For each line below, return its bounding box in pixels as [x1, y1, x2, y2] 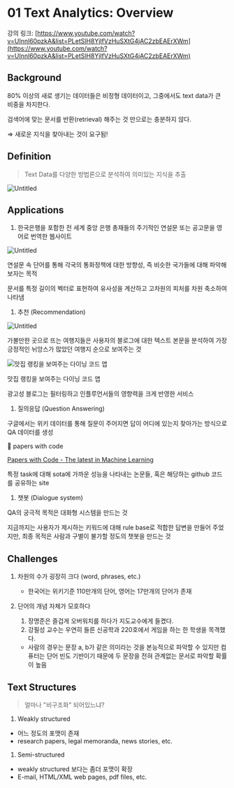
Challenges [7, 552, 58, 564]
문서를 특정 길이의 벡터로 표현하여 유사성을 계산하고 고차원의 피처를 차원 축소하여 [7, 285, 228, 293]
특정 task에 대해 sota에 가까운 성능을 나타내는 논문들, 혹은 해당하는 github [7, 470, 210, 478]
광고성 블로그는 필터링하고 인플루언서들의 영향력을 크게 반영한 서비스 [7, 389, 194, 398]
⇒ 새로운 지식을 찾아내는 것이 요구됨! [7, 129, 108, 138]
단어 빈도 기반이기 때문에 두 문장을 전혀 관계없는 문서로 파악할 [46, 652, 214, 660]
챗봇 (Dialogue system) [17, 494, 84, 502]
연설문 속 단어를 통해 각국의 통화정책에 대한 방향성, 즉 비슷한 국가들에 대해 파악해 [7, 261, 227, 269]
